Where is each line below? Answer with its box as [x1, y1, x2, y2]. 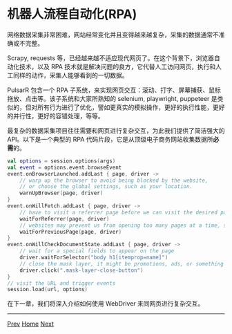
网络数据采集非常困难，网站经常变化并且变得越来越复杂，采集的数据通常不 [7, 30, 219, 39]
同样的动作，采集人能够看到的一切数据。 [12, 71, 128, 80]
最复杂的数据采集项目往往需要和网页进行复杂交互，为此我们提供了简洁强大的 [7, 126, 225, 135]
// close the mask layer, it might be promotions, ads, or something [19, 260, 224, 267]
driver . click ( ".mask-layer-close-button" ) [19, 267, 144, 274]
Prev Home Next [7, 319, 54, 328]
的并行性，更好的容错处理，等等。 [7, 111, 104, 120]
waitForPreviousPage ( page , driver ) [19, 228, 122, 235]
